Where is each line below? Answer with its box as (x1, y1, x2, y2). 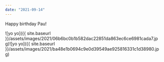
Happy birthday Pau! (5, 21, 47, 27)
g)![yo (5, 40, 17, 47)
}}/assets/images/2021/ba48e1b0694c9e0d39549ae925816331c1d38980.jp (5, 46, 159, 52)
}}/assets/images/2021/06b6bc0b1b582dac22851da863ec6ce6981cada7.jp (5, 35, 158, 41)
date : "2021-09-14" (5, 7, 45, 12)
